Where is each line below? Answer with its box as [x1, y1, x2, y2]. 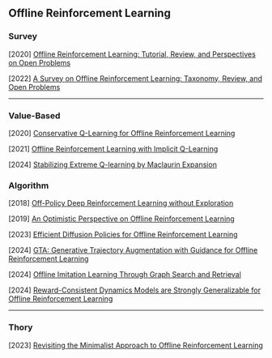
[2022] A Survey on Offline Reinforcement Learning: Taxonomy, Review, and [8, 73, 263, 83]
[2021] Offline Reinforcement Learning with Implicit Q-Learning [8, 143, 219, 153]
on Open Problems [8, 58, 71, 67]
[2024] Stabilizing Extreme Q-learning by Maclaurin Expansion [8, 160, 217, 169]
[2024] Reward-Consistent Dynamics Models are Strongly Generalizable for [8, 285, 261, 295]
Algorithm [8, 180, 49, 191]
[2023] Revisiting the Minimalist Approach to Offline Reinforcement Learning [8, 340, 263, 350]
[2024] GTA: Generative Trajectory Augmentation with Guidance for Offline [8, 245, 258, 255]
